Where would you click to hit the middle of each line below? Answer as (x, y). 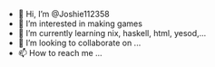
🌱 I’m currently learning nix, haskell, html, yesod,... (112, 33)
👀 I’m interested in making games (80, 24)
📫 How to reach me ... (60, 53)
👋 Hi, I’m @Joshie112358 (64, 14)
